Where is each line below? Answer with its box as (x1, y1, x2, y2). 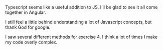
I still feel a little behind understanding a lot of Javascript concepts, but (5, 19, 152, 25)
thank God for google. (5, 24, 51, 30)
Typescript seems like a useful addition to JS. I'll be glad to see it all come (5, 4, 158, 10)
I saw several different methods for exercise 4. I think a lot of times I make (5, 34, 158, 40)
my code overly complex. (5, 39, 58, 45)
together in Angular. (5, 9, 46, 15)
